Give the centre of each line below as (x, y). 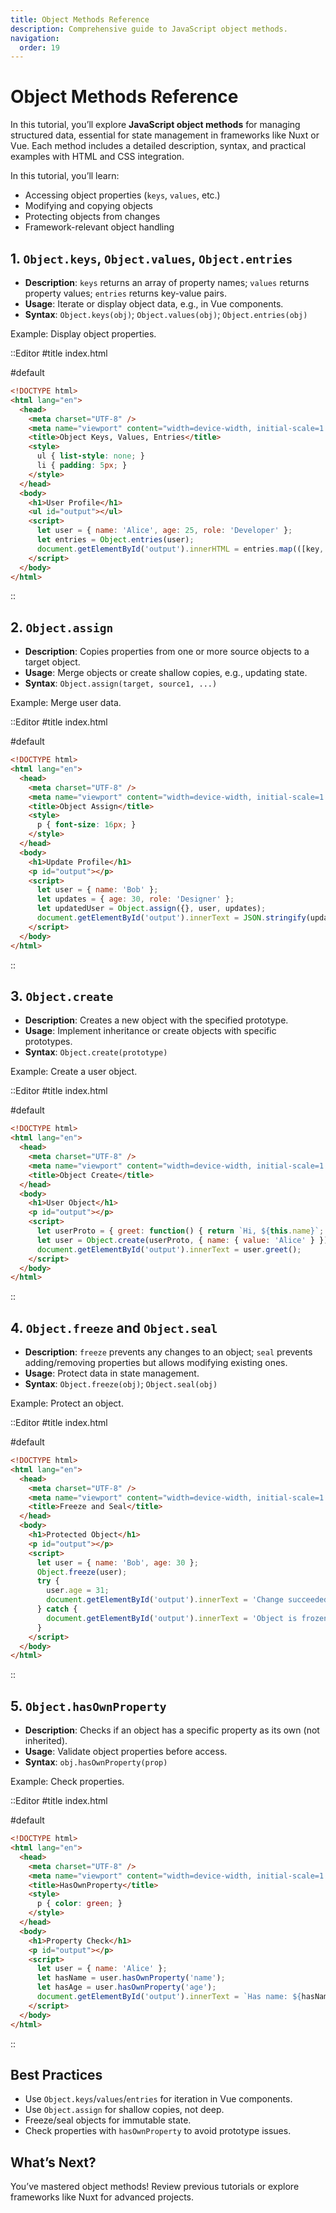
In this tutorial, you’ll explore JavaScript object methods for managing (155, 125)
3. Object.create (62, 996)
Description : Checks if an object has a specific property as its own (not (172, 1730)
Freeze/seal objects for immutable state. (108, 2120)
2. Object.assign (62, 627)
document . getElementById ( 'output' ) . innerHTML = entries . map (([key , (180, 549)
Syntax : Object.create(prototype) (96, 1052)
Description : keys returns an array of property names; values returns (167, 282)
